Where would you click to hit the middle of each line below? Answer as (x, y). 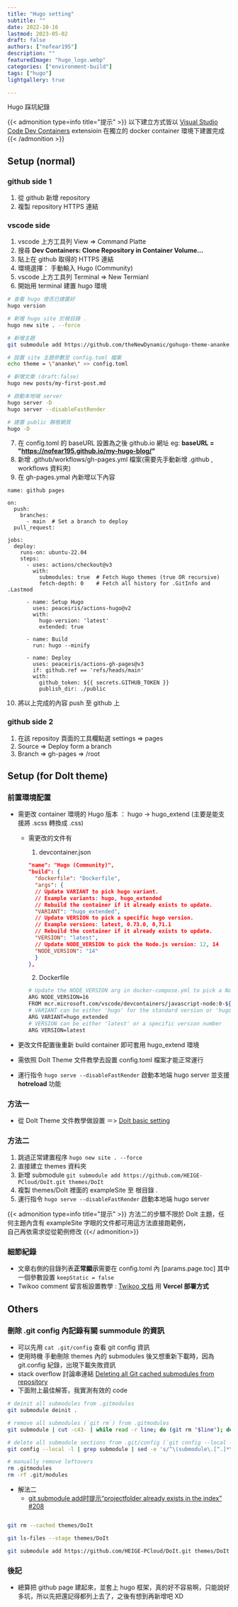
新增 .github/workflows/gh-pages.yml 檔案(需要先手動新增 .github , (115, 459)
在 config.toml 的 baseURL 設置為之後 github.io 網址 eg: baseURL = (116, 443)
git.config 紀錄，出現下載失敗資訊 (67, 1365)
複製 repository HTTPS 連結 (58, 207)
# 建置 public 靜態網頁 (39, 422)
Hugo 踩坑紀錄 (29, 107)
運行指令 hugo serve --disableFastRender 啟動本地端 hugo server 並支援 (124, 1075)
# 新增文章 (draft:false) (44, 377)
